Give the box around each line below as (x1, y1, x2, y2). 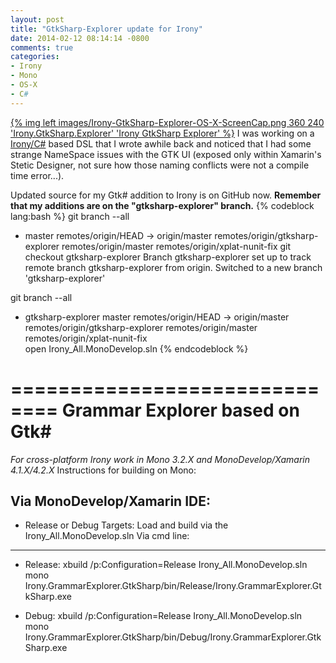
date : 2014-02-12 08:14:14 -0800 (10, 33, 150, 43)
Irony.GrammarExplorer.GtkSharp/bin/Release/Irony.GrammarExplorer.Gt (24, 580, 322, 592)
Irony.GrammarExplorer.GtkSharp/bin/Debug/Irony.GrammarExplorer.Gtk (24, 631, 322, 643)
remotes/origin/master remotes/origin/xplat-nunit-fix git (61, 240, 292, 252)
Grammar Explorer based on (61, 399, 300, 421)
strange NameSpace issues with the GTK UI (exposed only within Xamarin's (10, 148, 322, 160)
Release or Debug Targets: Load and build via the (24, 519, 229, 531)
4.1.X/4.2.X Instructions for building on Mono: (10, 464, 197, 476)
